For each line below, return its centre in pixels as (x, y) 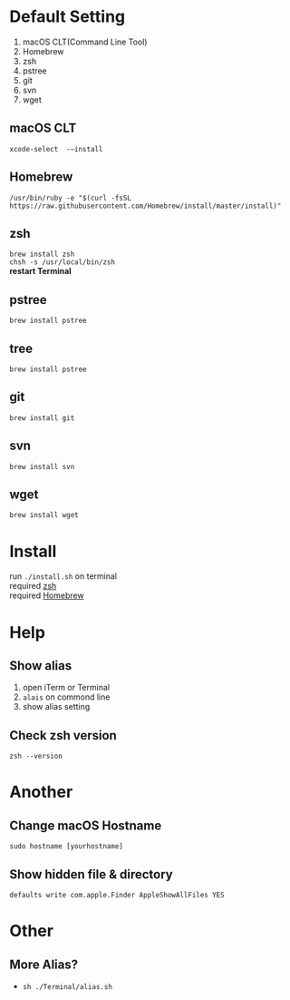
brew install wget (44, 515)
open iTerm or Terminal (66, 688)
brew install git (42, 418)
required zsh (33, 586)
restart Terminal (40, 271)
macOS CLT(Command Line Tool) (85, 42)
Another (41, 792)
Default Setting (67, 17)
